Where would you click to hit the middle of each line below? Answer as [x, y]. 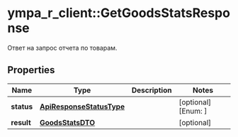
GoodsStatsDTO [67, 122]
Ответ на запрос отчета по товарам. [62, 48]
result [21, 122]
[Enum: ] [193, 111]
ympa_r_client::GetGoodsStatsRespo [119, 13]
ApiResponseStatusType [82, 106]
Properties [31, 70]
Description [152, 90]
